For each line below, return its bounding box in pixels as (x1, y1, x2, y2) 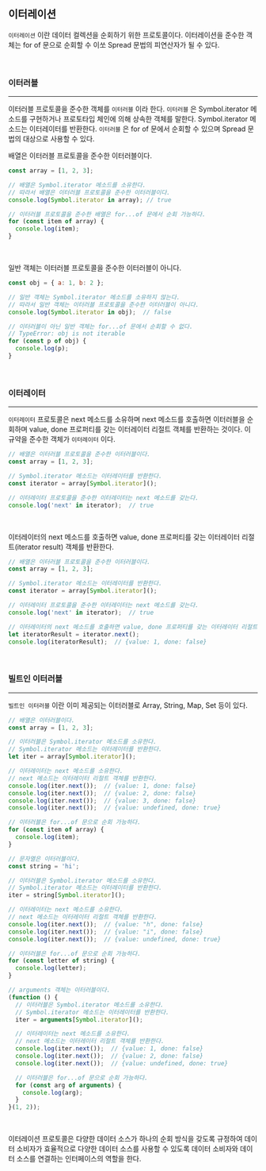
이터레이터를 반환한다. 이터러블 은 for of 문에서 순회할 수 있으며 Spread (28, 124, 246, 133)
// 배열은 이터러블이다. (8, 716, 75, 725)
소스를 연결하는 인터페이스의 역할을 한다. (16, 1154, 142, 1164)
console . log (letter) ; (15, 964, 87, 972)
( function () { (8, 993, 59, 1001)
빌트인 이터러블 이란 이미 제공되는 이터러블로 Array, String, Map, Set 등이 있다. (8, 700, 248, 709)
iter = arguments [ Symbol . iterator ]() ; (15, 1015, 144, 1023)
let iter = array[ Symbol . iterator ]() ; (8, 753, 136, 761)
